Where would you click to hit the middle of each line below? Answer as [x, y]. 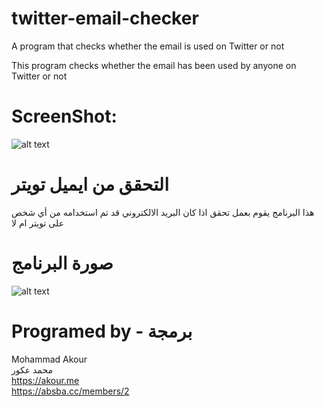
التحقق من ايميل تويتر [90, 184]
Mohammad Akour [49, 359]
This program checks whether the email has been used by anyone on [154, 65]
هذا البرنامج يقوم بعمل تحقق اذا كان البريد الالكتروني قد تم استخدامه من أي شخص [163, 212]
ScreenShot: [64, 116]
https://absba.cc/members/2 [70, 391]
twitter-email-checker [105, 18]
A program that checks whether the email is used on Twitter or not [148, 46]
